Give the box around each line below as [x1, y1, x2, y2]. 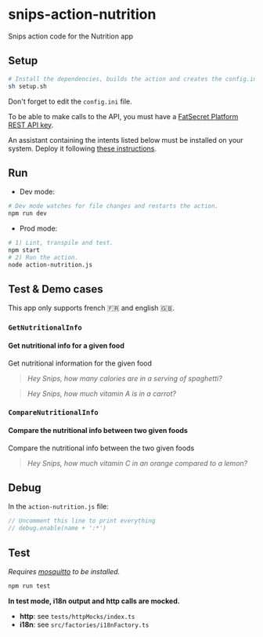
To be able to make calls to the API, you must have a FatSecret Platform [8, 111, 239, 121]
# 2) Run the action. [8, 253, 79, 261]
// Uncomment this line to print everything [8, 517, 156, 525]
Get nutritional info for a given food [8, 340, 125, 350]
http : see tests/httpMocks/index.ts [19, 611, 135, 621]
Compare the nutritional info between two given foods [8, 426, 188, 435]
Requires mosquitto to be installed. [8, 567, 121, 576]
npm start [8, 246, 41, 254]
